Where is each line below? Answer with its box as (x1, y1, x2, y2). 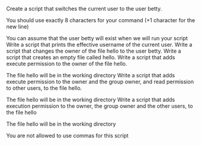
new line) (6, 23, 29, 30)
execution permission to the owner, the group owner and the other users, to (6, 102, 193, 110)
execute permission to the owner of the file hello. (6, 60, 127, 67)
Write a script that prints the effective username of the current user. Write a (6, 41, 193, 48)
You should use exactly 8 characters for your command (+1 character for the (6, 17, 196, 23)
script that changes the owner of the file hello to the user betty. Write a (6, 47, 181, 55)
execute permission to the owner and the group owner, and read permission (6, 78, 194, 85)
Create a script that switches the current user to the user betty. (6, 5, 162, 12)
